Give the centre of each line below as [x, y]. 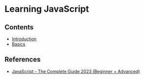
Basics [18, 44]
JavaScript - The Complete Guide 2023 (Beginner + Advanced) [76, 71]
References [23, 60]
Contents [19, 27]
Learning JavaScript [47, 9]
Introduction [24, 39]
